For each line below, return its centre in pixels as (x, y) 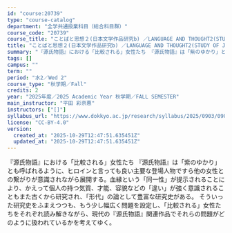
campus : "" (23, 65)
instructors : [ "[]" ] (37, 110)
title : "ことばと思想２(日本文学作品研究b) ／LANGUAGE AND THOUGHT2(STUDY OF (113, 45)
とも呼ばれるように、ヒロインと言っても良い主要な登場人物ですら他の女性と (116, 171)
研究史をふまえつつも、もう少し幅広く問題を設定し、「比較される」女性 (114, 205)
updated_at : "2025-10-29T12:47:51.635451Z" (77, 142)
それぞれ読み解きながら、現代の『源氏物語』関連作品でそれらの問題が (119, 214)
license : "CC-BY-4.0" (38, 122)
